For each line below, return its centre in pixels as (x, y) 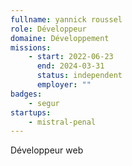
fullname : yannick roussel (66, 19)
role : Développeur (48, 29)
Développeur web (47, 150)
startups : (31, 112)
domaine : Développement (60, 38)
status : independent (79, 76)
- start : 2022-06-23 (71, 57)
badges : (26, 94)
